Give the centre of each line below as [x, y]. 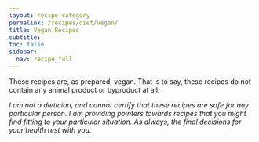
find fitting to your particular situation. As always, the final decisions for [125, 122]
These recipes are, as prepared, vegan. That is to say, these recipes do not [130, 81]
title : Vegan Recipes [44, 30]
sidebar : [23, 52]
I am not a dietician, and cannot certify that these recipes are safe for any [129, 105]
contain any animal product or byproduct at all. [84, 89]
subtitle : [25, 37]
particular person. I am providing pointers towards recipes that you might [128, 113]
